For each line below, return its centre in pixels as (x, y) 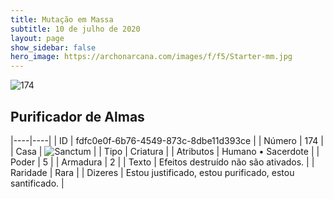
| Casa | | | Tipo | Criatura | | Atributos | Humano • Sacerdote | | (165, 151)
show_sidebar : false (53, 47)
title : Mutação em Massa (62, 19)
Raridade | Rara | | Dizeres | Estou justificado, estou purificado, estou (152, 172)
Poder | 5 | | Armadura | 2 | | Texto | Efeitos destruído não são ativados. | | (162, 162)
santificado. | (37, 183)
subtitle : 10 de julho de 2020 (75, 29)
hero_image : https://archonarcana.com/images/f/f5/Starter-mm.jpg (151, 57)
